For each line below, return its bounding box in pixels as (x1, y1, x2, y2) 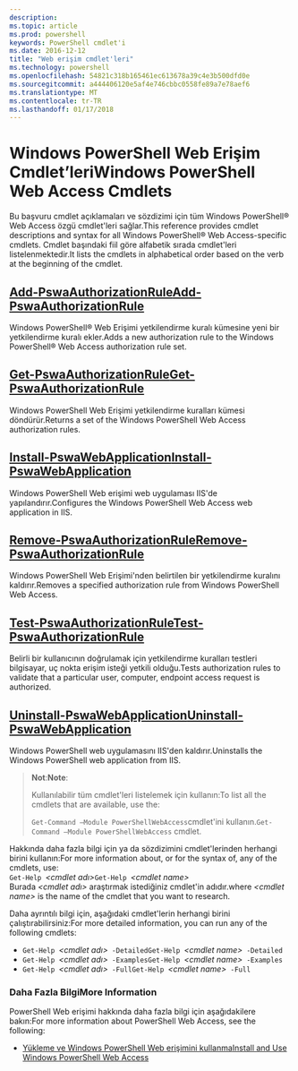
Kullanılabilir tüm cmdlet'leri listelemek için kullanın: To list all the (30, 790, 267, 801)
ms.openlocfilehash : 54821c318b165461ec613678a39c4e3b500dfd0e (9, 72, 251, 81)
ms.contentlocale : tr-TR (9, 96, 102, 106)
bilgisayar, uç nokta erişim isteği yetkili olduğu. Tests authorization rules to (9, 663, 281, 673)
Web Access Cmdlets (9, 181, 173, 201)
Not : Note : (30, 772, 69, 784)
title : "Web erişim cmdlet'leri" (9, 55, 134, 64)
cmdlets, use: (9, 862, 60, 873)
